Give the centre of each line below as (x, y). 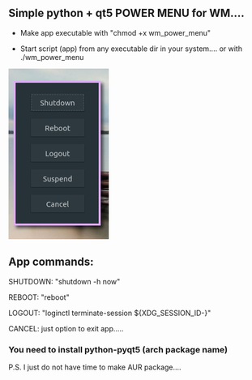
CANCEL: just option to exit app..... (66, 328)
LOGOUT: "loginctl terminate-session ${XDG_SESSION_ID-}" (110, 313)
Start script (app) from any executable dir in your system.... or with (131, 49)
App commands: (51, 262)
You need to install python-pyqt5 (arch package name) (118, 349)
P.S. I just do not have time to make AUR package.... (95, 367)
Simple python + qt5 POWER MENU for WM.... (126, 13)
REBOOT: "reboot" (39, 297)
